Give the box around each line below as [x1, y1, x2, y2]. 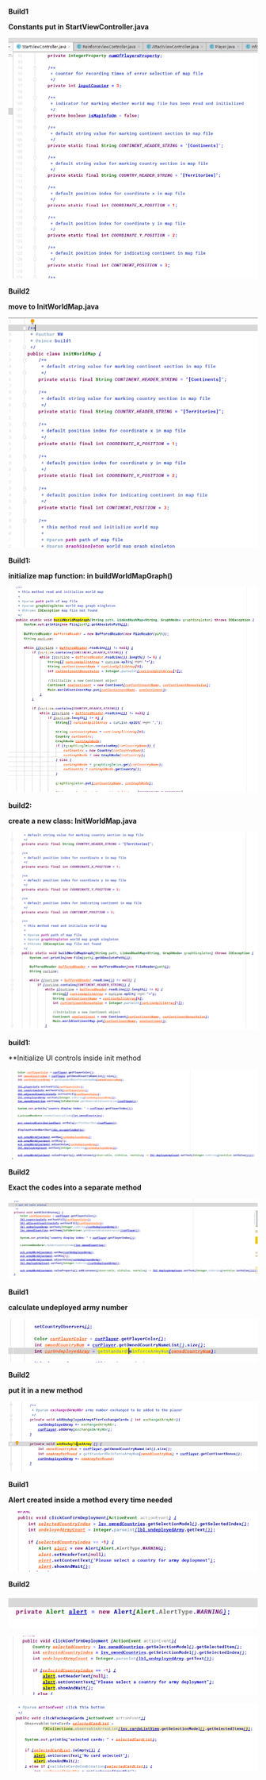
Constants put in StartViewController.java [8, 22, 149, 31]
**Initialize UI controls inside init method [8, 1053, 142, 1063]
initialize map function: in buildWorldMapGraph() [8, 571, 173, 580]
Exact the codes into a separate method [8, 1182, 142, 1193]
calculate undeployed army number [8, 1302, 128, 1312]
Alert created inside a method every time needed [8, 1495, 173, 1505]
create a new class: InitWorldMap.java [8, 816, 137, 825]
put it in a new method [8, 1386, 83, 1395]
